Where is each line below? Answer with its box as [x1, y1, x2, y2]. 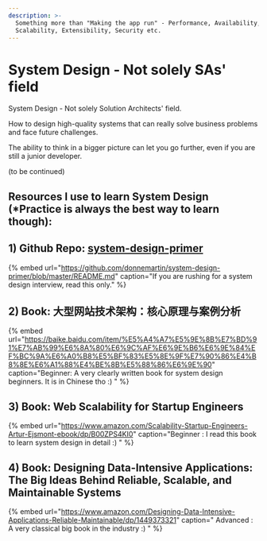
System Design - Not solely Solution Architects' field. [8, 104, 182, 114]
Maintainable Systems [8, 485, 122, 499]
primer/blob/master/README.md [8, 271, 115, 280]
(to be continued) [8, 167, 65, 176]
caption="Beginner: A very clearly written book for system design [8, 369, 224, 378]
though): [8, 214, 53, 228]
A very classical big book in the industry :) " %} [8, 524, 163, 533]
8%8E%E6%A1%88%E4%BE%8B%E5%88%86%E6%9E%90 [8, 360, 212, 369]
